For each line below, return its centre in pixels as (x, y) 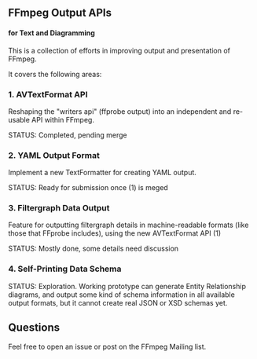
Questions (34, 328)
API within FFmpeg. (62, 119)
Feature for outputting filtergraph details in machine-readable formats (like (128, 225)
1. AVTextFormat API (48, 94)
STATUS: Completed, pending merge (68, 135)
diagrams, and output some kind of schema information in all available (122, 295)
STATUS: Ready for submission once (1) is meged (88, 188)
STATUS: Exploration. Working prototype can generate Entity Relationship (127, 286)
